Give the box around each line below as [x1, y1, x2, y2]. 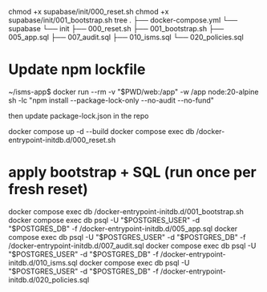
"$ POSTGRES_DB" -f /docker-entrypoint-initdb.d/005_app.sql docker [8, 224, 238, 233]
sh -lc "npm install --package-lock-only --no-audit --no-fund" [8, 95, 215, 105]
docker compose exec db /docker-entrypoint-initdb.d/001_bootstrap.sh [8, 206, 245, 216]
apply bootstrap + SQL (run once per [8, 164, 257, 181]
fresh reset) [8, 180, 88, 199]
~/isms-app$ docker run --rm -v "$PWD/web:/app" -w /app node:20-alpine [8, 87, 259, 96]
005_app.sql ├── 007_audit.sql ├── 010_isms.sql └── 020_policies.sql [8, 32, 245, 42]
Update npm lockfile [8, 60, 146, 79]
